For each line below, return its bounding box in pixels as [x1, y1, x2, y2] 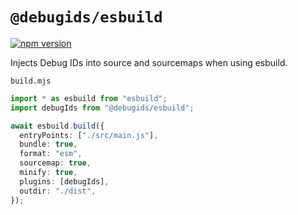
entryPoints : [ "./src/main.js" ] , [19, 130, 159, 140]
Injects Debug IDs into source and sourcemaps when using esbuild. [10, 56, 288, 68]
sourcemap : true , [19, 158, 92, 168]
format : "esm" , [19, 149, 83, 159]
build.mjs [10, 76, 52, 86]
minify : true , [19, 168, 78, 178]
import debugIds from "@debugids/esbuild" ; [10, 103, 195, 113]
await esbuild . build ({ [10, 121, 105, 131]
